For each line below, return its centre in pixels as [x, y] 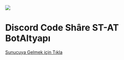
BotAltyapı [28, 38]
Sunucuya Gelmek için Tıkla [34, 52]
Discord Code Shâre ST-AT [62, 28]
